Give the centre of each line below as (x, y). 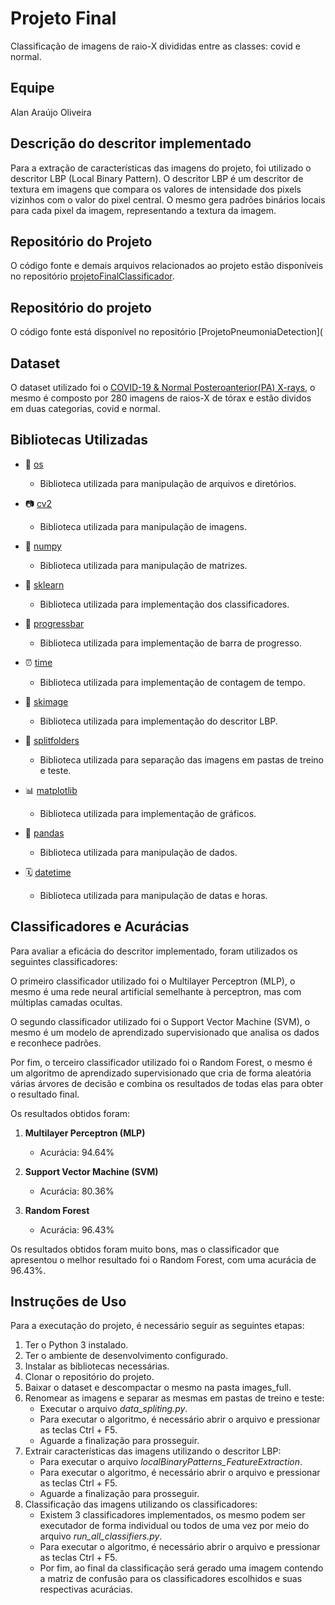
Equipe (32, 88)
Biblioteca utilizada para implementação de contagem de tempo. (172, 682)
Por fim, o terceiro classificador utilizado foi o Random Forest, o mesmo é (161, 1062)
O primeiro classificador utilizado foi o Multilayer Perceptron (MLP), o (153, 981)
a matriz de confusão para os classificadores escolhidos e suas (171, 1579)
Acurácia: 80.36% (77, 1191)
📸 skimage (46, 701)
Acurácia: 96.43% (77, 1229)
